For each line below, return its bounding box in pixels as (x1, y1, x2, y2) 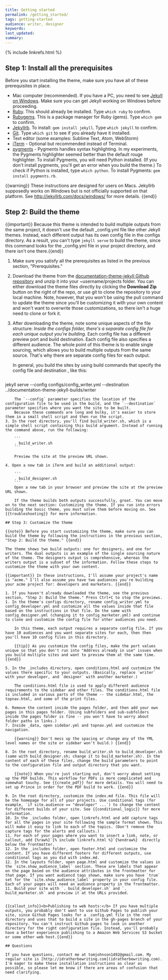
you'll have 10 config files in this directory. (5, 634, 109, 640)
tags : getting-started (5, 17, 53, 22)
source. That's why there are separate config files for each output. (12, 352, 150, 358)
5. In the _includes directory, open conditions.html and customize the (5, 666, 160, 671)
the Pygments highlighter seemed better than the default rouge (12, 151, 143, 157)
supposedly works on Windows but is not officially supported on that (5, 187, 147, 194)
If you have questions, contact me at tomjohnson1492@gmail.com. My (5, 952, 151, 957)
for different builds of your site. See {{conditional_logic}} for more (5, 807, 160, 812)
